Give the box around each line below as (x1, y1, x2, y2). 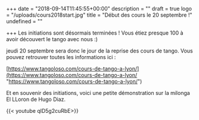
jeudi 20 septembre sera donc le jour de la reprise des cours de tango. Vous (6, 47, 193, 54)
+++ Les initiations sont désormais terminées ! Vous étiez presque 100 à (6, 29, 184, 36)
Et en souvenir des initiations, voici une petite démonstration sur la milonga (6, 90, 191, 96)
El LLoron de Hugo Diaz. (6, 96, 66, 103)
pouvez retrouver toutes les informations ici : (6, 54, 116, 60)
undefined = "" (6, 18, 43, 24)
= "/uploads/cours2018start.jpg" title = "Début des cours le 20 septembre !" (6, 11, 192, 19)
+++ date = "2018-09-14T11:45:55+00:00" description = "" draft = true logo (6, 5, 192, 12)
